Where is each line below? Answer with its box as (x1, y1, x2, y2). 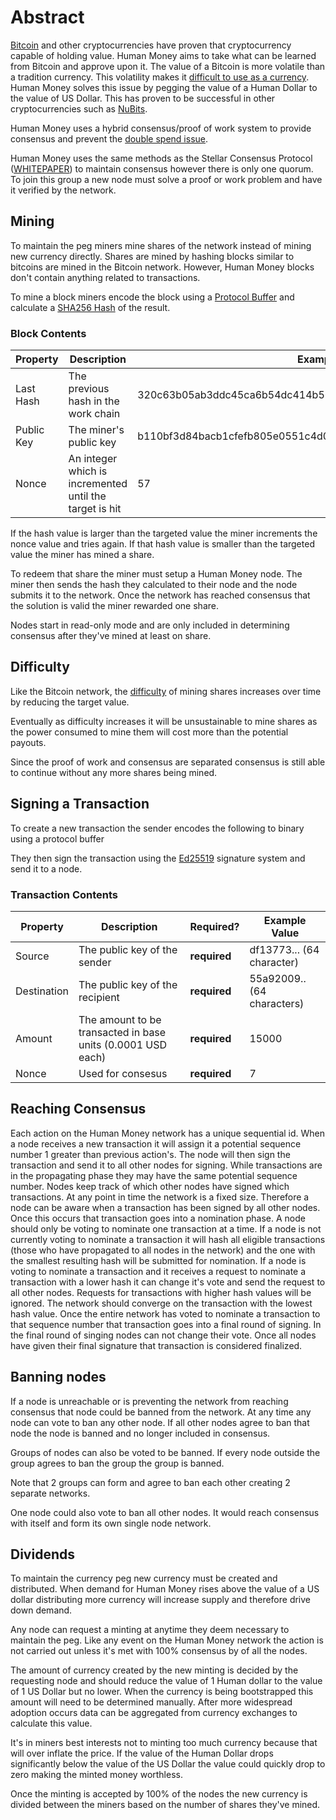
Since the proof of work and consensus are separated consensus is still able (10, 756, 326, 768)
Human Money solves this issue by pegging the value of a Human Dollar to (10, 81, 318, 93)
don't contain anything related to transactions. (10, 271, 201, 283)
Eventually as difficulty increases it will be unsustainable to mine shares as (10, 715, 318, 727)
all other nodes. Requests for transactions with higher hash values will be (10, 1286, 312, 1298)
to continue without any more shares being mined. (10, 766, 218, 778)
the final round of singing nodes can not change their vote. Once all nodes (10, 1329, 317, 1341)
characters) (249, 996, 305, 1010)
